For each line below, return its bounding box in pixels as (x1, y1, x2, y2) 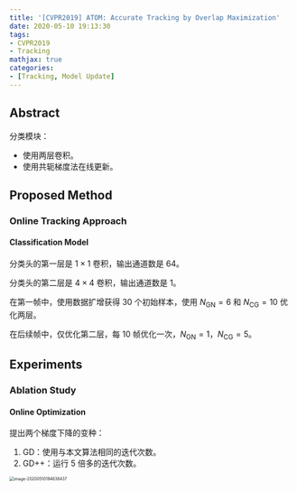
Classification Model (9, 236, 88, 248)
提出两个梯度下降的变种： (9, 428, 105, 439)
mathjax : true (9, 55, 63, 64)
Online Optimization (9, 406, 86, 417)
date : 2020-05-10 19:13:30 (9, 22, 111, 31)
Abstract (9, 106, 60, 121)
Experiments (9, 357, 83, 373)
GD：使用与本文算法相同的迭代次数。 (22, 447, 162, 458)
